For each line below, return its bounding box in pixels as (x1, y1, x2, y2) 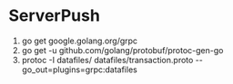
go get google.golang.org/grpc (21, 35, 138, 46)
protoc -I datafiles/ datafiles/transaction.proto (21, 54, 194, 65)
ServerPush (8, 5, 101, 26)
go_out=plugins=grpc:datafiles (21, 64, 137, 75)
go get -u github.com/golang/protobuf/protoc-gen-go (21, 44, 224, 55)
